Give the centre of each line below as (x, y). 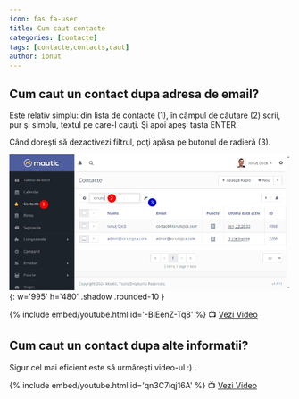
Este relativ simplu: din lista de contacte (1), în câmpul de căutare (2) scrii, (145, 115)
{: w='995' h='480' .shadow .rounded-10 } (87, 297)
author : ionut (36, 57)
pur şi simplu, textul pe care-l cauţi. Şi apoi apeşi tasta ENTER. (124, 124)
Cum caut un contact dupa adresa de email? (134, 94)
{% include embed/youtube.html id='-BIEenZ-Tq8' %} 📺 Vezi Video (134, 315)
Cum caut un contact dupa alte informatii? (129, 346)
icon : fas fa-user (43, 19)
